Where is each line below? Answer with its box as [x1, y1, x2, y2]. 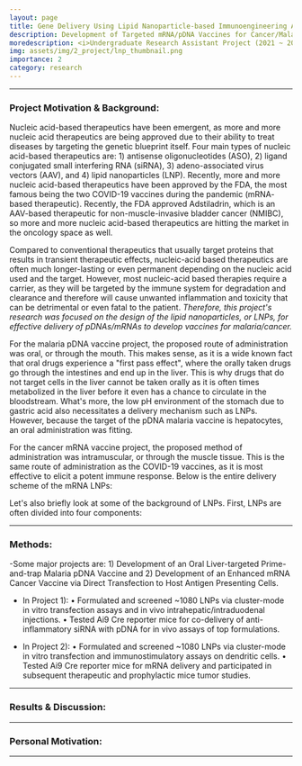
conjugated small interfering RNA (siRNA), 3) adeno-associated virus [9, 160, 264, 171]
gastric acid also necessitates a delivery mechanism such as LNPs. [9, 406, 258, 417]
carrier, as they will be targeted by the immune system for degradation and [9, 283, 286, 293]
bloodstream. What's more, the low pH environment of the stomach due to [9, 396, 285, 407]
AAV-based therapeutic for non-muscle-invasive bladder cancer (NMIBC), [9, 208, 284, 219]
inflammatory [22, 624, 72, 635]
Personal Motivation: [9, 734, 103, 747]
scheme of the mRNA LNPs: [9, 481, 112, 491]
